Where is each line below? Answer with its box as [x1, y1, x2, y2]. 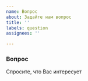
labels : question [6, 25, 48, 31]
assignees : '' [6, 31, 41, 36]
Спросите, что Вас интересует [6, 68, 82, 75]
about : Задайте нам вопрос [6, 14, 72, 20]
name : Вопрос [6, 8, 38, 15]
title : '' [6, 19, 30, 25]
